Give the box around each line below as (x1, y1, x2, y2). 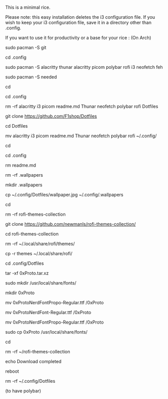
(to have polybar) (5, 388, 41, 394)
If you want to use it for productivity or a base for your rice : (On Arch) (5, 35, 152, 41)
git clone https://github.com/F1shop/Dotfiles (5, 113, 97, 119)
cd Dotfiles (5, 123, 28, 129)
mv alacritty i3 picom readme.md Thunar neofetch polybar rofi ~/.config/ (5, 133, 157, 139)
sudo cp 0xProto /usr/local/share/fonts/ (5, 329, 88, 335)
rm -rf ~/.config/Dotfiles (5, 378, 56, 384)
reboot (5, 368, 19, 374)
